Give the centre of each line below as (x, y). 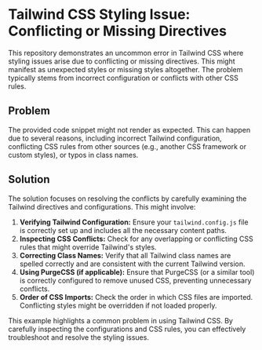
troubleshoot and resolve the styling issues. (78, 337)
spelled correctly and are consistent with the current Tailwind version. (132, 264)
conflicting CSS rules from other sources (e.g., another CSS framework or (127, 146)
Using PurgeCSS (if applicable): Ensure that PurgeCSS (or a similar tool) (137, 272)
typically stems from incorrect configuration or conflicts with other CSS (124, 78)
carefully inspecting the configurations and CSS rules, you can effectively (127, 329)
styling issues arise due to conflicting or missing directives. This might (122, 61)
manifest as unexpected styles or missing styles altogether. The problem (126, 69)
